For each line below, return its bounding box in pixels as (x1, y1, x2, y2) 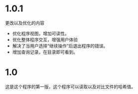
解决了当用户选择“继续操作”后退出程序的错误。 (12, 43, 108, 48)
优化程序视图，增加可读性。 (12, 30, 69, 36)
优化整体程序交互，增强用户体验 (12, 37, 78, 43)
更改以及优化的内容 (5, 20, 45, 26)
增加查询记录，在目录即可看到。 (12, 49, 78, 55)
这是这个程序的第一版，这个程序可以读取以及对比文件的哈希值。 (5, 84, 136, 90)
